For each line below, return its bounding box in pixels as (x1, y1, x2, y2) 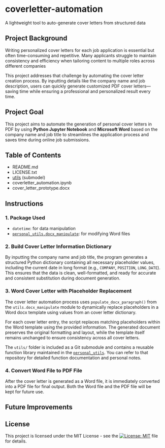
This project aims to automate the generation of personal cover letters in (5, 121, 152, 127)
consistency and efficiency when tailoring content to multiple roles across (5, 58, 155, 64)
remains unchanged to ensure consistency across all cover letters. (5, 334, 140, 340)
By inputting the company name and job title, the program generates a (5, 254, 148, 260)
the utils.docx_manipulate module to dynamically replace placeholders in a (5, 304, 159, 310)
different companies (5, 63, 46, 69)
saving (5, 88, 19, 94)
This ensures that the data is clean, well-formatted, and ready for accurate (5, 270, 156, 276)
